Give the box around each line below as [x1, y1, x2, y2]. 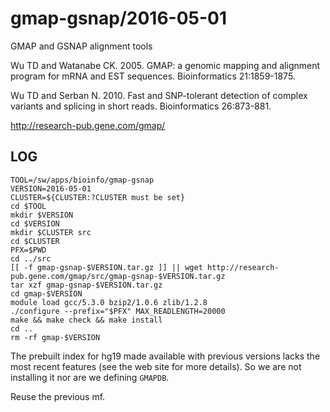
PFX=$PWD [10, 245, 47, 255]
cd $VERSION [10, 218, 60, 229]
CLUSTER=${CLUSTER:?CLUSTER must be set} [10, 192, 186, 202]
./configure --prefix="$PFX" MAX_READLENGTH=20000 [10, 306, 226, 316]
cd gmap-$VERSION [10, 288, 83, 299]
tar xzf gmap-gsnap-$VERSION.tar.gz [10, 280, 163, 290]
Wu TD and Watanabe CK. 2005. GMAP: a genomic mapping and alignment [10, 59, 321, 71]
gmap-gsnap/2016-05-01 [10, 7, 228, 30]
